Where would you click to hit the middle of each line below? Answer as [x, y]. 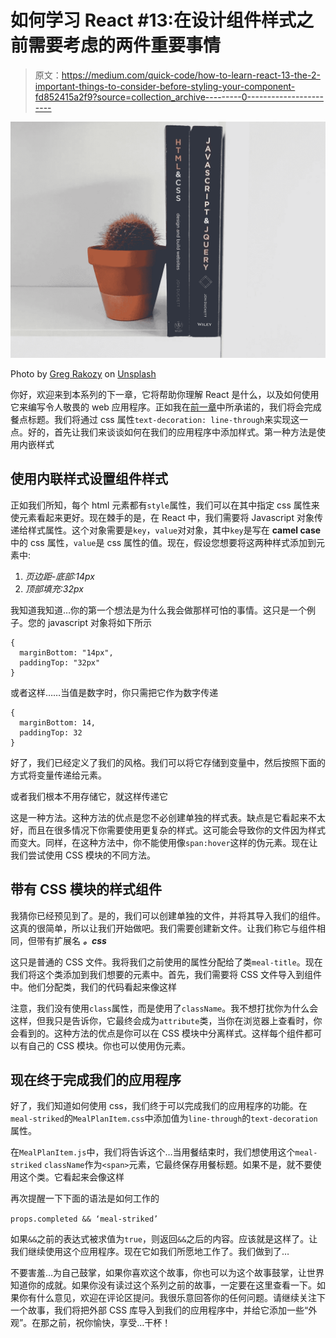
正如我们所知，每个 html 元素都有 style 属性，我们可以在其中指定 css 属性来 [165, 505]
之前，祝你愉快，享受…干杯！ [110, 1323]
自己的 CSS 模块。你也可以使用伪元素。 [109, 1045]
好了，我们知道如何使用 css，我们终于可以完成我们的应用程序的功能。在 [159, 1106]
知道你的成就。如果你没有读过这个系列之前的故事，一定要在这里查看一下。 [163, 1285]
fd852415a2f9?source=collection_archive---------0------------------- [179, 97]
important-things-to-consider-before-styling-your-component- [165, 86]
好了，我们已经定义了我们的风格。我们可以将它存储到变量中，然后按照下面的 [168, 762]
